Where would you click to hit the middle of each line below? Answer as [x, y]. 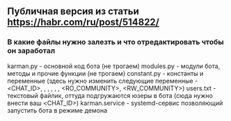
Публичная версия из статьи [73, 11]
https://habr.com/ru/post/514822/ [83, 23]
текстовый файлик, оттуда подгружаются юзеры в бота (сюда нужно [110, 95]
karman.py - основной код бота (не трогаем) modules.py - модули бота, [114, 66]
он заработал [31, 51]
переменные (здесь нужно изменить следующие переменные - [103, 81]
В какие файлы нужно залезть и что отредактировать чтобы [115, 42]
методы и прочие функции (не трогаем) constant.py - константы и [105, 73]
